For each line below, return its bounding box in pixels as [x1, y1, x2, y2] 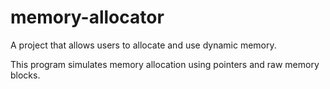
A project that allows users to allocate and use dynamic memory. [10, 39, 277, 51]
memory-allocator [10, 6, 165, 29]
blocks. [10, 69, 41, 81]
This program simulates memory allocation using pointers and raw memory [10, 58, 320, 70]
